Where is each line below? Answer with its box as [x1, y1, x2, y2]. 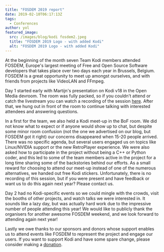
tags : [5, 16, 16, 21]
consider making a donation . [5, 241, 63, 247]
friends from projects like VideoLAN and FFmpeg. [5, 78, 105, 84]
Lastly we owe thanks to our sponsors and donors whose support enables [5, 225, 154, 231]
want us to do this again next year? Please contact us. [5, 180, 114, 187]
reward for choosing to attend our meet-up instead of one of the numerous [5, 165, 156, 171]
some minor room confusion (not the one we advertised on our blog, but [5, 128, 151, 134]
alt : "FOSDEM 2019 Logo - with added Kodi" [9, 44, 99, 49]
